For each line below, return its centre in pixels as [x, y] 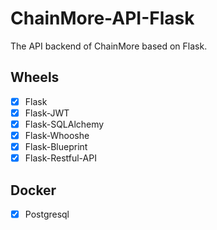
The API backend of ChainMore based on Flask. [109, 46]
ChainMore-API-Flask [102, 18]
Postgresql [47, 214]
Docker [33, 190]
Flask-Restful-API [60, 158]
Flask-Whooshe [57, 135]
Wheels [35, 77]
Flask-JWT [47, 113]
